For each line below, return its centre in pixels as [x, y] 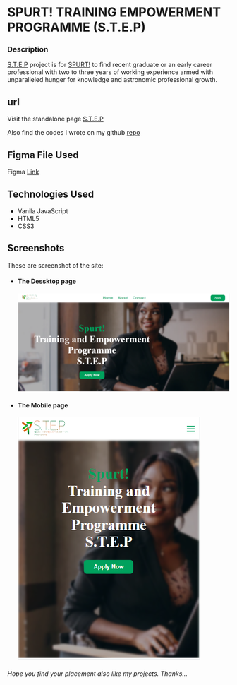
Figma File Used [43, 155]
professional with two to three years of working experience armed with [110, 72]
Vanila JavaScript [43, 211]
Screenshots [36, 248]
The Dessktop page [47, 281]
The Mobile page [43, 405]
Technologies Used [50, 194]
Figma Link [23, 172]
